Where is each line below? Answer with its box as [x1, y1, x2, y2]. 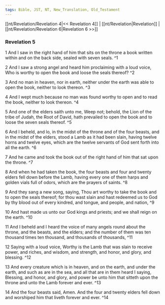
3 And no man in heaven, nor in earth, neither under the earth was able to [5, 79, 154, 85]
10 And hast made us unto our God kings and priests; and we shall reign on [5, 209, 157, 215]
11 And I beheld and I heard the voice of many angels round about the [5, 224, 146, 229]
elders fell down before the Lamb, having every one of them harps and [5, 174, 149, 180]
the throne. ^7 [5, 159, 33, 165]
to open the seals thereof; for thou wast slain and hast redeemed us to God [5, 194, 158, 200]
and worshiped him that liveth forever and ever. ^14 [5, 294, 109, 300]
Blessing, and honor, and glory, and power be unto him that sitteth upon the [5, 274, 159, 280]
